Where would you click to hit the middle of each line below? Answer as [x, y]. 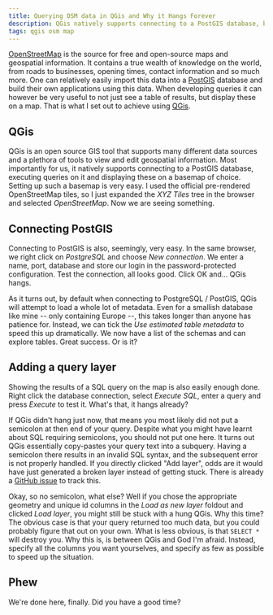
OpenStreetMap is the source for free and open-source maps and [119, 55]
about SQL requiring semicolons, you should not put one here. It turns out [132, 437]
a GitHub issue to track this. [55, 480]
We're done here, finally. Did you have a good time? [95, 602]
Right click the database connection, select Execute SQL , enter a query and [135, 395]
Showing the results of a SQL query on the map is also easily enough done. [134, 386]
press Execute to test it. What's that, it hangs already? [98, 404]
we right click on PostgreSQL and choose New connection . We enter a [126, 257]
